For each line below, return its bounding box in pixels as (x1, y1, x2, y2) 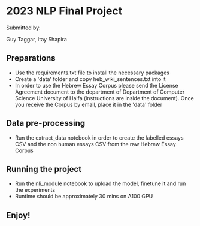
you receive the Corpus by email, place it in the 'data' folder (14, 101, 163, 108)
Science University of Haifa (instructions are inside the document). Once (14, 94, 195, 101)
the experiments (14, 186, 56, 194)
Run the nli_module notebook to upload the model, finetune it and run (14, 180, 186, 187)
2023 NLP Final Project (6, 4, 123, 18)
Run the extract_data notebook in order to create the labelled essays (14, 134, 184, 141)
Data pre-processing (6, 118, 86, 128)
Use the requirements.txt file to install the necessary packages (14, 69, 169, 76)
